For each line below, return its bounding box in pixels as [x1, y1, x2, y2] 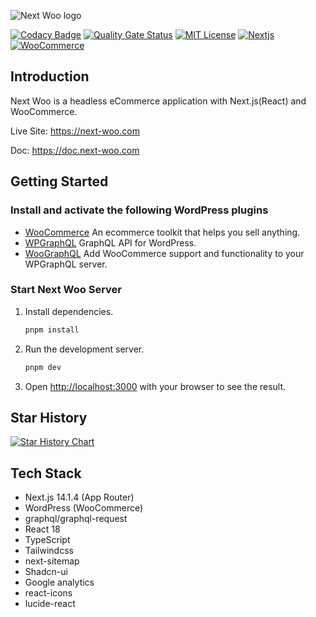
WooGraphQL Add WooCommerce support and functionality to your [24, 247, 305, 259]
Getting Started [10, 173, 109, 190]
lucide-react [24, 598, 76, 610]
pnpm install [24, 325, 80, 335]
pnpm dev [24, 362, 62, 372]
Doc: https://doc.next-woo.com [10, 144, 140, 156]
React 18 [24, 523, 61, 535]
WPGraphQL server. [24, 258, 108, 270]
